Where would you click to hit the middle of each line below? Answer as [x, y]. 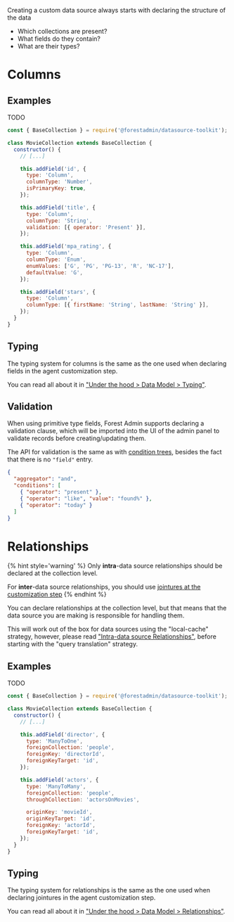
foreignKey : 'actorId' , [61, 826]
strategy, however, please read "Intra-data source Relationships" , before [112, 636]
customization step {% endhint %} [57, 594]
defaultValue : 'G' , [54, 273]
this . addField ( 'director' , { [63, 734]
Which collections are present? [62, 31]
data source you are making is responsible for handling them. [96, 615]
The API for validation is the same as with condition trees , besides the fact [115, 452]
